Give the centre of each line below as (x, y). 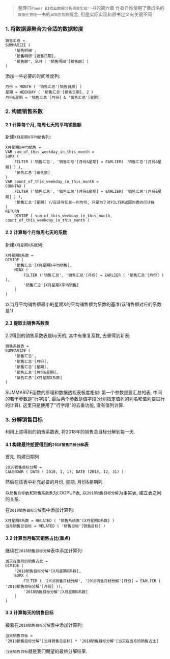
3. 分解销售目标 (24, 420)
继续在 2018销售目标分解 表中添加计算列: (44, 550)
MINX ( (21, 270)
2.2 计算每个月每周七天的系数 (36, 233)
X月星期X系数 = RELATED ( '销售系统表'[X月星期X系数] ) (60, 521)
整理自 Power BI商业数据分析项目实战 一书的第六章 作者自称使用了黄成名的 (91, 8)
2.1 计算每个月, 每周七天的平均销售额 (44, 124)
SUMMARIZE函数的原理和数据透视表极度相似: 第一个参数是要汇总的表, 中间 (84, 392)
